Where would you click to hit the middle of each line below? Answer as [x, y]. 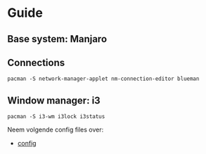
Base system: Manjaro [57, 39]
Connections [36, 62]
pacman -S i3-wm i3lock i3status [56, 117]
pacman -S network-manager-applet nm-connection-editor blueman [103, 79]
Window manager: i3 [54, 100]
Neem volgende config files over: [56, 130]
